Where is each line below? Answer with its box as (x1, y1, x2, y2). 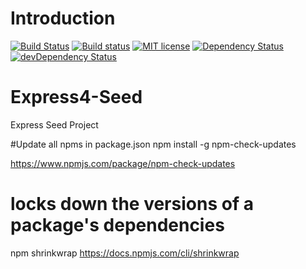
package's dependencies (10, 214, 225, 237)
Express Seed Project (10, 118, 99, 131)
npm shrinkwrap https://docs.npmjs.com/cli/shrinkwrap (10, 247, 240, 259)
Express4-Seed (10, 86, 143, 109)
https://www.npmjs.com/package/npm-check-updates (10, 157, 236, 169)
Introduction (10, 7, 116, 30)
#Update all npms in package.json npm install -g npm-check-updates (10, 138, 297, 150)
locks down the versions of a (10, 193, 254, 216)
